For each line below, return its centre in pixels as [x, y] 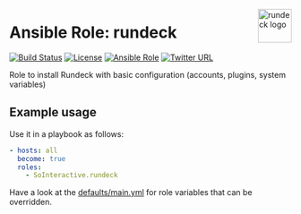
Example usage [53, 112]
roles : [30, 167]
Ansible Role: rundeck [93, 33]
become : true [42, 158]
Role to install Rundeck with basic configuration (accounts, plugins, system [148, 74]
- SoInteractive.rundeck [72, 175]
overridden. [30, 202]
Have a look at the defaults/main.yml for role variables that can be [131, 193]
